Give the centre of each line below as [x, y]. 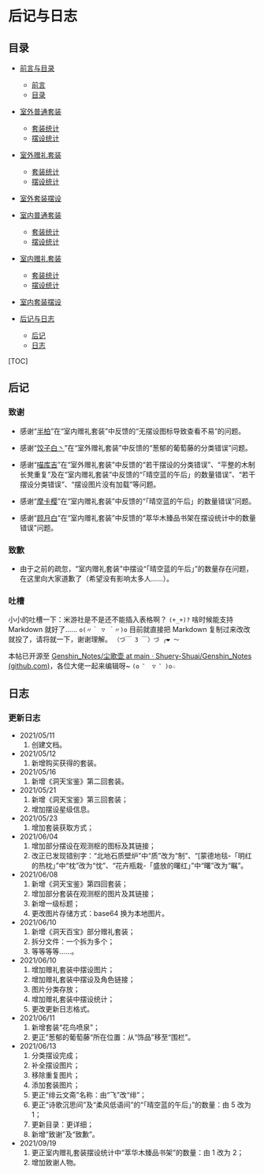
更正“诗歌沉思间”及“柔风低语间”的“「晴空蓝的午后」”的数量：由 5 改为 [141, 1105]
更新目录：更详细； [63, 1124]
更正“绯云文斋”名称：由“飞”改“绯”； [89, 1094]
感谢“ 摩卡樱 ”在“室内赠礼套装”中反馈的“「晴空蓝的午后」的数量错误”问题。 [138, 501]
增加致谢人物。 [56, 1162]
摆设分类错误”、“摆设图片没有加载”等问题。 [90, 484]
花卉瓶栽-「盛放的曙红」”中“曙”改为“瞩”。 [182, 866]
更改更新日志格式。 [63, 1009]
